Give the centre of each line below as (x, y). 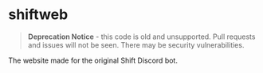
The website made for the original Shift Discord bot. (93, 60)
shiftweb (38, 15)
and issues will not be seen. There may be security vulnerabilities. (136, 44)
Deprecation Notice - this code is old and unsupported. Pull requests (141, 36)
